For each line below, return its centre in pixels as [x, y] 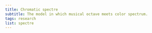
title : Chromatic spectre [31, 9]
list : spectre [20, 23]
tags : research [21, 18]
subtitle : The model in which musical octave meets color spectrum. [76, 14]
